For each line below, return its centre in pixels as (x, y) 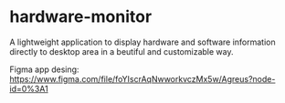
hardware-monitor (81, 17)
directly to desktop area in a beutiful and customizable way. (121, 51)
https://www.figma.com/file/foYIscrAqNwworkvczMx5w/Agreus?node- (142, 78)
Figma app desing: (44, 69)
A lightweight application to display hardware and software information (142, 42)
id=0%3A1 (29, 88)
